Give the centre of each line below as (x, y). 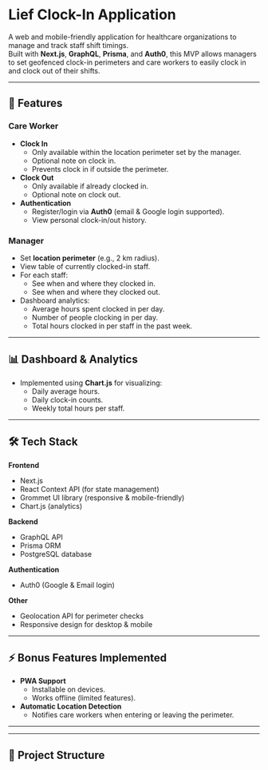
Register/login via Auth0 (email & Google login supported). (128, 211)
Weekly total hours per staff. (78, 408)
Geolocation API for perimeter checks (82, 616)
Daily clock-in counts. (67, 399)
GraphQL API (41, 537)
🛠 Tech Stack (43, 442)
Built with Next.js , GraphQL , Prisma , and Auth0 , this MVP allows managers (133, 54)
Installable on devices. (69, 689)
